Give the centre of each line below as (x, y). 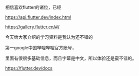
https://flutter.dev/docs (29, 68)
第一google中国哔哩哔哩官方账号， (41, 48)
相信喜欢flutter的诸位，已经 (33, 7)
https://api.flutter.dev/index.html (38, 17)
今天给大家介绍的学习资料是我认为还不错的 (49, 37)
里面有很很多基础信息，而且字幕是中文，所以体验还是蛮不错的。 (71, 58)
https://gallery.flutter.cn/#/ (32, 27)
